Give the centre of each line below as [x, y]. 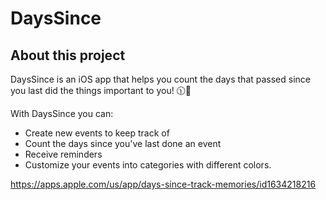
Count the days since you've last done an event [123, 143]
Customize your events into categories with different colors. [148, 165]
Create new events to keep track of [97, 133]
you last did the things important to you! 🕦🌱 [101, 90]
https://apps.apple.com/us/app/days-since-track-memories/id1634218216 [163, 184]
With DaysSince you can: [62, 113]
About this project [68, 55]
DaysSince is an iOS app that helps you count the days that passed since [160, 79]
